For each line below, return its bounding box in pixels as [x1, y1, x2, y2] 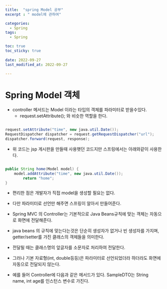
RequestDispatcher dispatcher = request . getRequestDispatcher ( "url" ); [5, 132, 155, 137]
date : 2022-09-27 [5, 58, 41, 63]
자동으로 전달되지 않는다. [12, 261, 61, 267]
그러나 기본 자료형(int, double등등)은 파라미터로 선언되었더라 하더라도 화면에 [12, 255, 161, 261]
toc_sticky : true [5, 48, 41, 53]
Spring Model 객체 [5, 89, 81, 101]
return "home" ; [23, 176, 55, 181]
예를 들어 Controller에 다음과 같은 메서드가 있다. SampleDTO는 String [12, 272, 149, 278]
